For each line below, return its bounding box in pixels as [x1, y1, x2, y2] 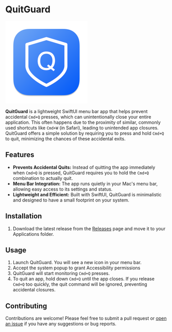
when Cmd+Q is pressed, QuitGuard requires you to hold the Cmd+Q [12, 170, 149, 176]
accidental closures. [12, 287, 55, 293]
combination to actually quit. [12, 175, 73, 181]
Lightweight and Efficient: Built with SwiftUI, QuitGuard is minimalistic [12, 191, 162, 197]
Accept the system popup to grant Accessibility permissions [12, 265, 141, 271]
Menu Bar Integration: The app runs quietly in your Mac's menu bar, [12, 180, 158, 187]
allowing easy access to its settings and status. [12, 186, 113, 192]
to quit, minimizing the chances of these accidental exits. [5, 135, 126, 142]
